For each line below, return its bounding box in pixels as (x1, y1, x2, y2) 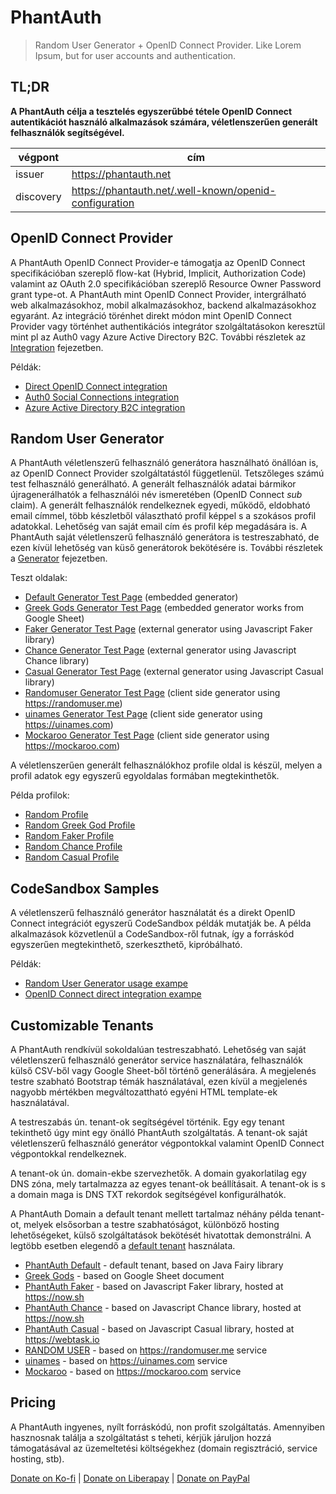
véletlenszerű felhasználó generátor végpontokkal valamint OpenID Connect (10, 1137, 325, 1149)
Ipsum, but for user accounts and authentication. (34, 49, 237, 61)
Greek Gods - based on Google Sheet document (24, 1270, 225, 1281)
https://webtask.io (24, 1334, 100, 1345)
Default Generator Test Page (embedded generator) (24, 591, 239, 603)
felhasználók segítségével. (10, 126, 125, 138)
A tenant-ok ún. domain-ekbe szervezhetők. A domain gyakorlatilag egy (10, 1167, 307, 1179)
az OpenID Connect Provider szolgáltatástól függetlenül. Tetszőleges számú (10, 467, 325, 480)
